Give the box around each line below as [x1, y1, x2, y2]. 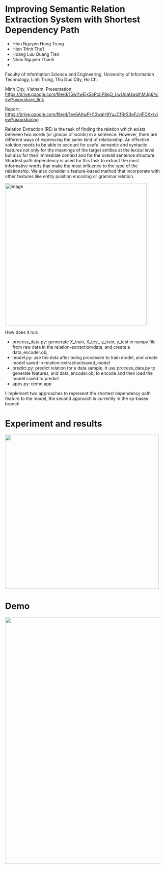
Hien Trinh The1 [12, 46, 44, 52]
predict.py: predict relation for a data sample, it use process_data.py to [12, 365, 156, 371]
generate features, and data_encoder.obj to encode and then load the [12, 370, 153, 376]
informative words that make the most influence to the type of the [5, 163, 138, 169]
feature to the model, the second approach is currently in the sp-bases [5, 396, 149, 401]
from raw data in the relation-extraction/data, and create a [12, 344, 130, 350]
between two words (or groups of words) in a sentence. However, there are [5, 131, 158, 137]
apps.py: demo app [12, 381, 52, 387]
